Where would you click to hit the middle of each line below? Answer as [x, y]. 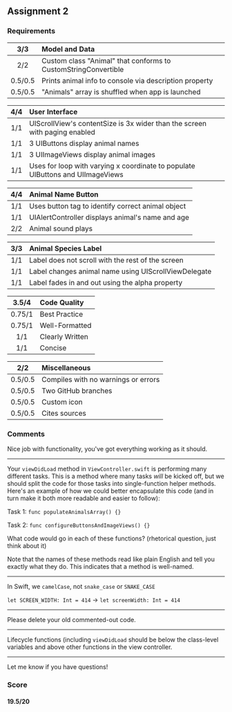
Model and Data [68, 49]
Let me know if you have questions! [58, 666]
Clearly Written [64, 336]
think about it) [27, 545]
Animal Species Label [65, 248]
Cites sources [64, 413]
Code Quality [62, 302]
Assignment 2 [38, 11]
